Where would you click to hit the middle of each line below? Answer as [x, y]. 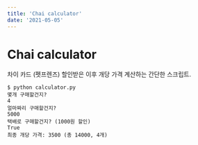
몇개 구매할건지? [27, 95]
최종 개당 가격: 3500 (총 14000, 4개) [57, 135]
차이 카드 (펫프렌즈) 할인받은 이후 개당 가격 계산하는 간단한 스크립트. [99, 74]
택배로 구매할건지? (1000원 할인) [49, 122]
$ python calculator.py [42, 87]
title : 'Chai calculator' [44, 14]
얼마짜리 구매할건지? [32, 108]
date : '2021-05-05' [35, 20]
